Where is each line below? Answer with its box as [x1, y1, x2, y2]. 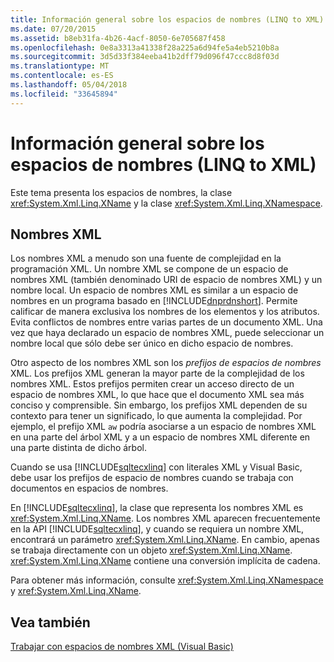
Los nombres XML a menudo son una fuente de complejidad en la [10, 252, 282, 265]
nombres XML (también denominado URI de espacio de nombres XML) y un [10, 274, 323, 286]
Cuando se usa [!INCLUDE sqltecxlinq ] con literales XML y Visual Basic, [10, 461, 303, 473]
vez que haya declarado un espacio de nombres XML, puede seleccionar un [10, 327, 325, 339]
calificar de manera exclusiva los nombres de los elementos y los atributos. [10, 306, 320, 318]
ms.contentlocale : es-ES [10, 71, 114, 81]
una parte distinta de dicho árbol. [10, 442, 147, 454]
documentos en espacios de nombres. [10, 482, 169, 495]
